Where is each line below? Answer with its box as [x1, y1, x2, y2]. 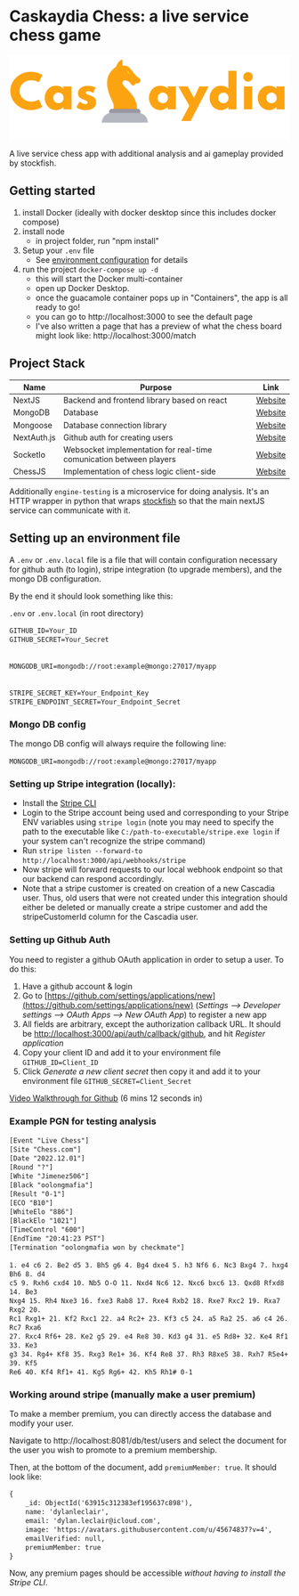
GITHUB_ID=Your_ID [9, 626, 77, 635]
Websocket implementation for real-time [63, 444, 213, 455]
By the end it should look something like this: [9, 590, 174, 601]
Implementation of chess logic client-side [63, 466, 216, 477]
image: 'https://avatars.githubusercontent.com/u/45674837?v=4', [25, 1526, 273, 1535]
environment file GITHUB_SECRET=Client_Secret [21, 1075, 192, 1086]
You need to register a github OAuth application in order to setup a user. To [9, 954, 285, 965]
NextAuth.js [12, 432, 56, 443]
